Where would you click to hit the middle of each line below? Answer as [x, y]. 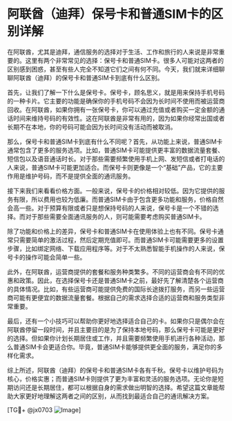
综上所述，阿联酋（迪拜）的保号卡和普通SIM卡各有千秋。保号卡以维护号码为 [116, 370]
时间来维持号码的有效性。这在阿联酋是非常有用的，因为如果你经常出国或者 [119, 118]
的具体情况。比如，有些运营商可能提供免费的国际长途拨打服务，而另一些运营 [116, 289]
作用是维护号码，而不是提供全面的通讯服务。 [71, 176]
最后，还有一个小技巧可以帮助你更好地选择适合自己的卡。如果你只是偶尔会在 [116, 321]
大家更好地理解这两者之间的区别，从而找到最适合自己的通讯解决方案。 [113, 396]
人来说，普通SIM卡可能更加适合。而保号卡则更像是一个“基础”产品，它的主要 [115, 167]
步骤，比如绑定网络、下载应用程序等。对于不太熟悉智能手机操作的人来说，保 [116, 248]
